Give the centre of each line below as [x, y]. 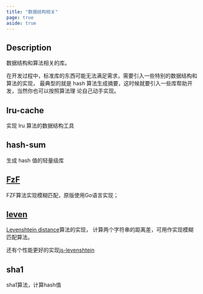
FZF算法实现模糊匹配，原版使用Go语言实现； [63, 195]
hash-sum [26, 145]
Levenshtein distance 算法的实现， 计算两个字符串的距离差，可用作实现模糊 [100, 230]
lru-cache [25, 110]
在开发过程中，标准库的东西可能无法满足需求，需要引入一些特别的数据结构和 [102, 76]
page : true [20, 18]
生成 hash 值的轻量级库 [35, 160]
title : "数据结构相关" [32, 12]
